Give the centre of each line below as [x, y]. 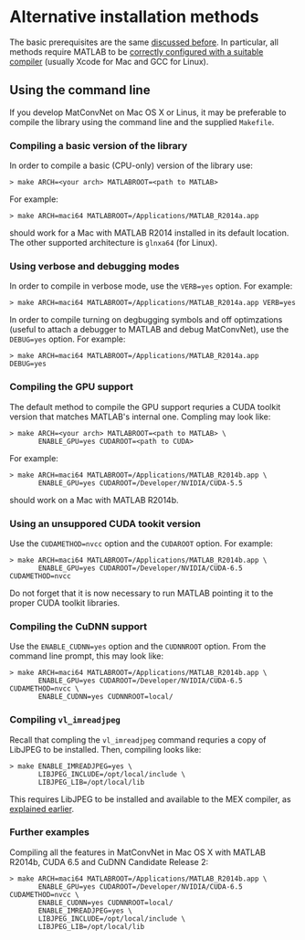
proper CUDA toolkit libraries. [65, 602]
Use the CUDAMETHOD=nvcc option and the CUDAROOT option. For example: [142, 543]
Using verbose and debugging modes [95, 266]
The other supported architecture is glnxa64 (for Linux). [113, 243]
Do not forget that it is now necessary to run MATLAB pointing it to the [142, 593]
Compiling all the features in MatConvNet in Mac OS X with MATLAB [138, 852]
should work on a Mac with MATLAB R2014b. [94, 500]
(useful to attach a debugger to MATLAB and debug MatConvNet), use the [149, 330]
